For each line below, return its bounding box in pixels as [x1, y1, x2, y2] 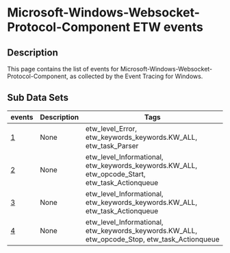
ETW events [133, 19, 203, 35]
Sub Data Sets [7, 92, 68, 104]
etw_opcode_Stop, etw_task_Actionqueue [85, 234, 220, 244]
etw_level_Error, [85, 123, 138, 133]
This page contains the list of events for [7, 65, 119, 73]
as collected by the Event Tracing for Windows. [69, 72, 203, 80]
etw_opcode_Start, [85, 169, 146, 179]
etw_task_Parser [85, 141, 139, 150]
